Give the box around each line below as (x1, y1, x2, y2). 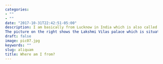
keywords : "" (5, 43, 32, 48)
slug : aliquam (5, 47, 34, 52)
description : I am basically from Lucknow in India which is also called (5, 25, 158, 30)
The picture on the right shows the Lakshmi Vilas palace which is (5, 29, 145, 34)
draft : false (5, 34, 32, 39)
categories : (5, 7, 29, 12)
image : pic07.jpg (5, 38, 40, 43)
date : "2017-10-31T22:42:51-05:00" (5, 20, 77, 26)
